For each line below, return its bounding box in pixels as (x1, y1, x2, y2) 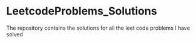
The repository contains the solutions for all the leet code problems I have (6, 24, 191, 31)
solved (6, 30, 23, 38)
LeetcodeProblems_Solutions (6, 4, 157, 18)
